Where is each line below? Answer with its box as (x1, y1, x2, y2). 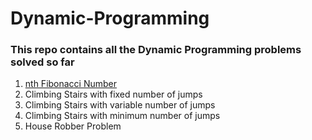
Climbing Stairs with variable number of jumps (24, 99, 216, 111)
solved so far (10, 55, 75, 69)
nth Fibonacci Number (24, 78, 118, 90)
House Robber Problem (24, 120, 122, 132)
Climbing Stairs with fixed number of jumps (24, 88, 203, 101)
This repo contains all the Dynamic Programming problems (10, 43, 302, 57)
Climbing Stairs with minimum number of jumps (24, 110, 221, 122)
